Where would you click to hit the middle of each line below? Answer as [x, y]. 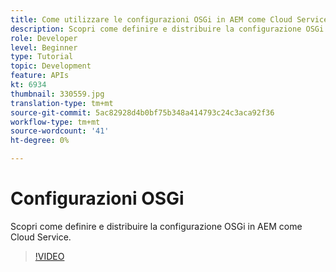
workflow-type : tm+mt [55, 122]
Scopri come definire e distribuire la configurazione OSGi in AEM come [156, 226]
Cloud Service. [41, 237]
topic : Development [51, 66]
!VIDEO [49, 256]
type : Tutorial [42, 57]
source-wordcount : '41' [60, 131]
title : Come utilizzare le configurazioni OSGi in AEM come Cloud [151, 19]
